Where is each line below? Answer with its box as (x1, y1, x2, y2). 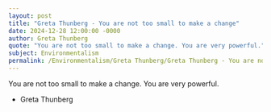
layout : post (8, 11, 52, 20)
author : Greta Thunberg (8, 34, 89, 43)
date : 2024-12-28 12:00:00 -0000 (8, 27, 121, 35)
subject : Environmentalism (8, 49, 99, 57)
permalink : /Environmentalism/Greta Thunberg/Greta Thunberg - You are (8, 57, 254, 65)
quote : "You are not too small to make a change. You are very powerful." (8, 42, 265, 50)
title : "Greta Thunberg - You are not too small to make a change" (8, 19, 240, 27)
